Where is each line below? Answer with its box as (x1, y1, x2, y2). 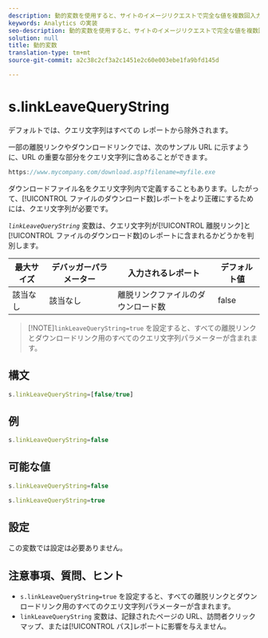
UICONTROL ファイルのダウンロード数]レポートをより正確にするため (26, 193, 254, 203)
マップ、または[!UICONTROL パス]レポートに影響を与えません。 (19, 621, 231, 632)
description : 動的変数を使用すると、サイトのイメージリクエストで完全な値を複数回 (8, 11, 250, 20)
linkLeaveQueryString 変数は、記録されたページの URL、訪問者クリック (19, 612, 256, 621)
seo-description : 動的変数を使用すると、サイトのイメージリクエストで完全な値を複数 (8, 26, 259, 34)
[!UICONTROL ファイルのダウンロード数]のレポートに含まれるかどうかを (8, 230, 247, 240)
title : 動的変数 (8, 42, 57, 50)
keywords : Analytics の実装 (8, 19, 98, 27)
